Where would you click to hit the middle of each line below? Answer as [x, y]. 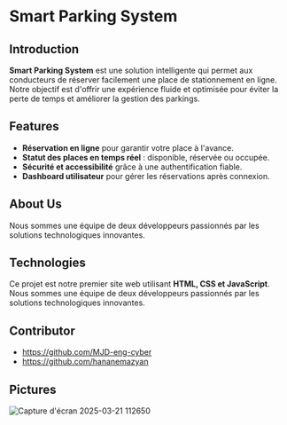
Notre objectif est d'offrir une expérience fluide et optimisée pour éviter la [144, 89]
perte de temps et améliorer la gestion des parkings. [105, 98]
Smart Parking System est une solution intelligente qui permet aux [131, 70]
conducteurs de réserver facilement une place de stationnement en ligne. [143, 80]
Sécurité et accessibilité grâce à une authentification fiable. [132, 167]
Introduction [44, 49]
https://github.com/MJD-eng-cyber [87, 352]
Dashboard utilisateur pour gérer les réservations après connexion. [146, 176]
